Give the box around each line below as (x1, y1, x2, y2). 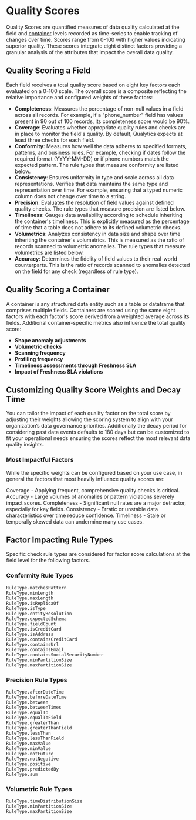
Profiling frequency (14, 355, 63, 362)
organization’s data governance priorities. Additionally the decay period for (6, 422, 187, 429)
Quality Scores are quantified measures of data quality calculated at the (6, 24, 180, 31)
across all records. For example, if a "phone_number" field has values (14, 111, 183, 118)
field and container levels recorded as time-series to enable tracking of (6, 29, 178, 36)
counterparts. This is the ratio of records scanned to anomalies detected (14, 261, 190, 268)
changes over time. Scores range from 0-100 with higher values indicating (6, 36, 186, 43)
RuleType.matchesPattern (6, 585, 67, 591)
